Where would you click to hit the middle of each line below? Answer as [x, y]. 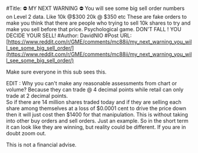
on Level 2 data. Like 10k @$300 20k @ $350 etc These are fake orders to [97, 17]
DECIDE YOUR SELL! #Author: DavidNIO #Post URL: [69, 35]
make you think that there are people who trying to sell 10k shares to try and [98, 23]
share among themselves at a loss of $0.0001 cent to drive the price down [96, 108]
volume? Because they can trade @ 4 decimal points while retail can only [95, 89]
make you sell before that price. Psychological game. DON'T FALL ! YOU [94, 29]
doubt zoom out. [26, 133]
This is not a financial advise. [41, 145]
